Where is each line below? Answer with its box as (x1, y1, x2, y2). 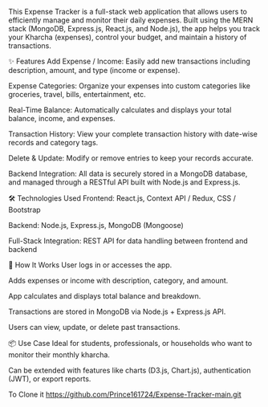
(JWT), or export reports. (8, 374, 91, 384)
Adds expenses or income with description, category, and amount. (8, 276, 229, 285)
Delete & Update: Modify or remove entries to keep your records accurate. (8, 153, 254, 163)
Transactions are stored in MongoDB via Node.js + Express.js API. (8, 307, 226, 316)
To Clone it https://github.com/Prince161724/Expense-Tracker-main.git (8, 389, 242, 399)
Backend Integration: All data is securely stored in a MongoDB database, (8, 169, 248, 178)
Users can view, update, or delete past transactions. (8, 323, 181, 332)
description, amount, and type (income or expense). (8, 66, 181, 75)
